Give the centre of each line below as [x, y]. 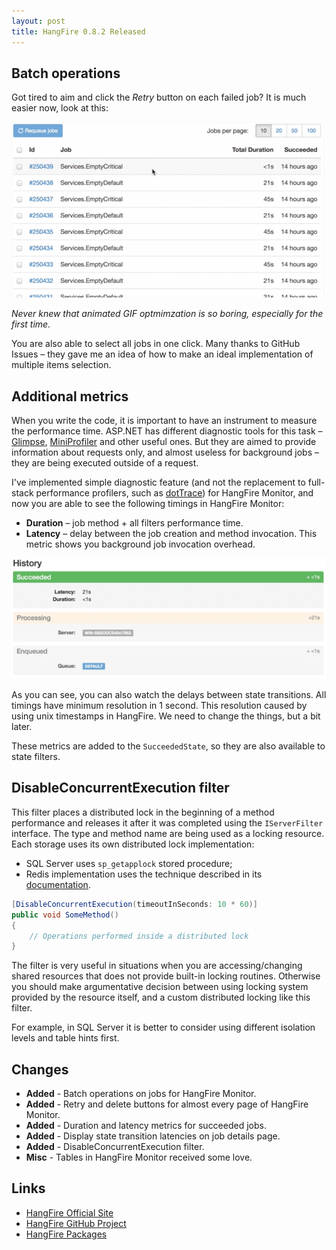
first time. [31, 324]
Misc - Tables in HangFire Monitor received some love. [139, 1157]
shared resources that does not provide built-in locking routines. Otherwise [166, 976]
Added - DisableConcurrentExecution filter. [115, 1147]
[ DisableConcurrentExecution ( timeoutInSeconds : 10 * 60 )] [134, 904]
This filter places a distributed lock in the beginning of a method [143, 812]
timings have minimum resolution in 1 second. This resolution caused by [159, 706]
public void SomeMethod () [65, 915]
